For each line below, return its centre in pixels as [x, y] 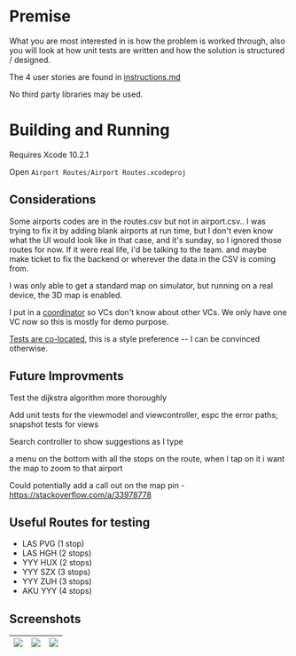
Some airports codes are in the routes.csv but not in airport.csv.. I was [137, 221]
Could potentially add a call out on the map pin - [97, 485]
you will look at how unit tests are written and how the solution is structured [147, 50]
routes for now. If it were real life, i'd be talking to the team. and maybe [138, 249]
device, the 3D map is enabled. [66, 295]
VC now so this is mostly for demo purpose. [89, 321]
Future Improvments [66, 376]
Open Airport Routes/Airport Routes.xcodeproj [97, 171]
